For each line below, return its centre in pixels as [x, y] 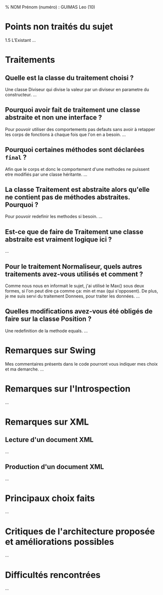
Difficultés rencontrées [53, 575]
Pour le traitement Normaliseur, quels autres [74, 267]
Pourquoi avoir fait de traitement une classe [72, 110]
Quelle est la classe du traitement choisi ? [69, 78]
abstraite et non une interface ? [54, 118]
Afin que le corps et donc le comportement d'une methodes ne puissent [77, 169]
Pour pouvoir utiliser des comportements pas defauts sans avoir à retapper [80, 129]
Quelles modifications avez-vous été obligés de [79, 311]
